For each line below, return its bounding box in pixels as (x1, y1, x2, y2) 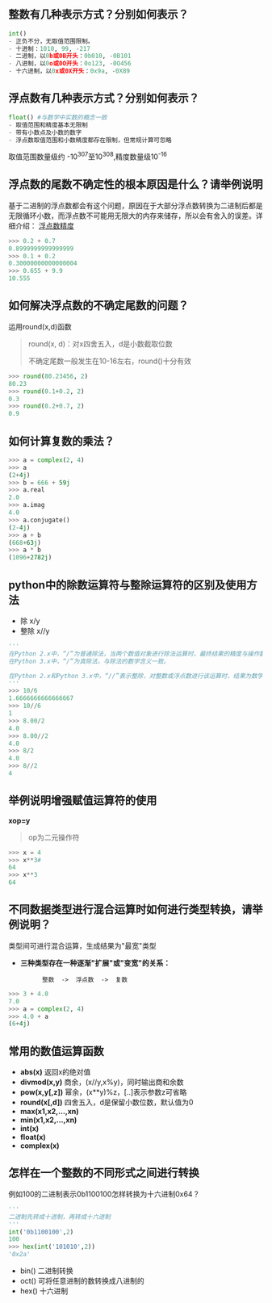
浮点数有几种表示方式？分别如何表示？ (8, 91, 199, 105)
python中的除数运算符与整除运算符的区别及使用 (8, 578, 247, 592)
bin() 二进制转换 (19, 1266, 74, 1276)
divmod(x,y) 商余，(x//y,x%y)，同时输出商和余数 (19, 1077, 184, 1087)
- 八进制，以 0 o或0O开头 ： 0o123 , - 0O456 (8, 60, 132, 68)
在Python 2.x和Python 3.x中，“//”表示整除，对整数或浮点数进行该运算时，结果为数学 (8, 672, 264, 680)
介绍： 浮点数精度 (15, 220, 74, 230)
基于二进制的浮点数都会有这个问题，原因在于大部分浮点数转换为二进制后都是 (8, 200, 263, 210)
